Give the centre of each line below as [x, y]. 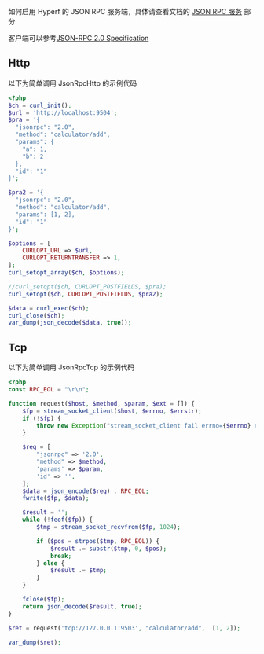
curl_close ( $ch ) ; [37, 316]
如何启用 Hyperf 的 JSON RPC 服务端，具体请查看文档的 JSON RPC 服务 [125, 11]
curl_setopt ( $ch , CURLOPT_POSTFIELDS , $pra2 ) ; [86, 294]
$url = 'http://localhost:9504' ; [63, 112]
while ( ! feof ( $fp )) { [57, 520]
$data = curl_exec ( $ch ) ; [49, 308]
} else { [51, 563]
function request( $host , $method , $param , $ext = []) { [101, 403]
